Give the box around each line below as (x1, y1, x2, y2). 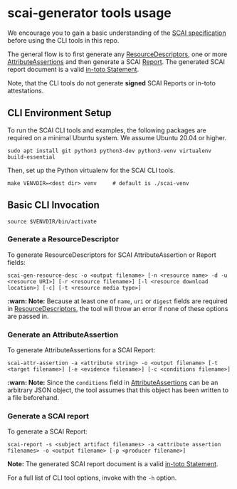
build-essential (7, 153, 56, 161)
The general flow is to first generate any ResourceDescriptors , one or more (7, 50, 228, 58)
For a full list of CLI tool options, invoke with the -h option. (7, 473, 177, 482)
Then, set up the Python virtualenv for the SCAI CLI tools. (7, 166, 176, 174)
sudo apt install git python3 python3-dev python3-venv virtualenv (7, 147, 212, 154)
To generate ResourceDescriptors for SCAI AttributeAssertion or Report (7, 251, 217, 259)
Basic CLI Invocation (7, 199, 100, 211)
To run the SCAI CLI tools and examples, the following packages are (7, 126, 206, 135)
